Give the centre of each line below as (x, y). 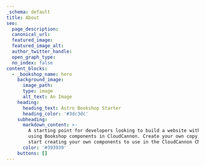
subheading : (32, 119)
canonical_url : (31, 35)
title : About (23, 18)
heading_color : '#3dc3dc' (55, 114)
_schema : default (28, 12)
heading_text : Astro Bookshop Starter (72, 108)
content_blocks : (27, 68)
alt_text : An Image (47, 97)
